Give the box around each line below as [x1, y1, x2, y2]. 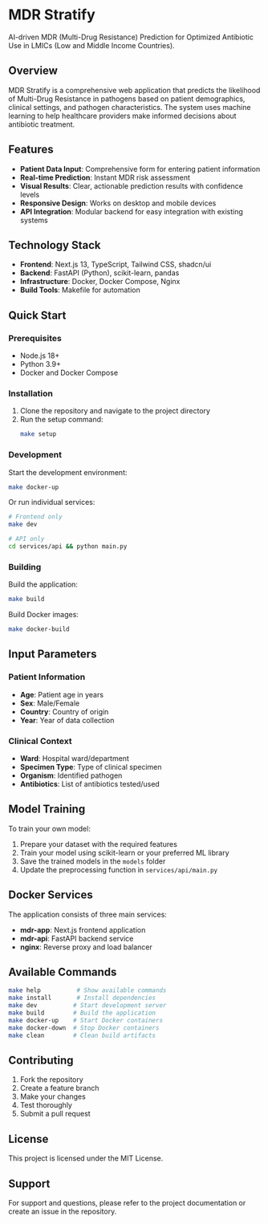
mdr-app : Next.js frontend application [19, 925, 146, 934]
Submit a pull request [19, 1109, 91, 1119]
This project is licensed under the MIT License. [8, 1153, 164, 1163]
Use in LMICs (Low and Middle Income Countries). [8, 40, 175, 50]
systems [19, 215, 48, 225]
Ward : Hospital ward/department [19, 753, 130, 763]
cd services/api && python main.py [8, 543, 128, 551]
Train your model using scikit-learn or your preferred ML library [19, 848, 229, 857]
